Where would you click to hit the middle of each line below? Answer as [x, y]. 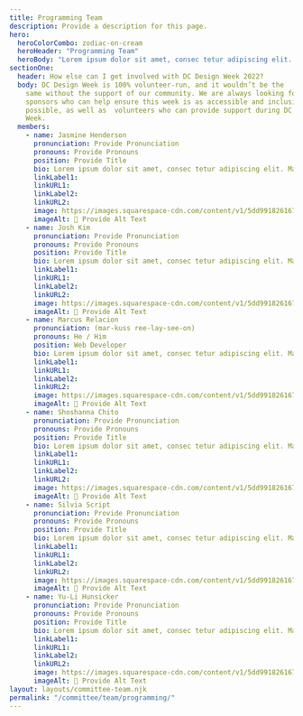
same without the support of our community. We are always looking [155, 93]
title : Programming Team [56, 18]
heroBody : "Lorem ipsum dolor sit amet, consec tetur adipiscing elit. [155, 60]
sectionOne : [32, 69]
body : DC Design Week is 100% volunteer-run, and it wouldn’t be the [151, 85]
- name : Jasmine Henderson [76, 135]
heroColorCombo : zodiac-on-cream [80, 43]
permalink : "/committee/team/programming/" [92, 697]
